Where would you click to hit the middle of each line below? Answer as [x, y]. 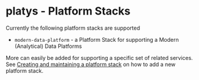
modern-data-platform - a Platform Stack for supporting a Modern [96, 39]
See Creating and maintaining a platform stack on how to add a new [91, 64]
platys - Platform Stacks [68, 11]
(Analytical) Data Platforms [48, 46]
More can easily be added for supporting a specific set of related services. [99, 58]
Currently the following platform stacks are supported [73, 28]
